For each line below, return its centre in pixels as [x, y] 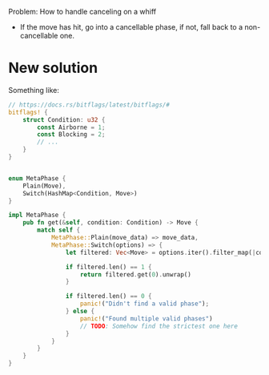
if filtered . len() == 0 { [108, 296]
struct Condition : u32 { [64, 119]
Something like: [34, 90]
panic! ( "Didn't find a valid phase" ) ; [145, 304]
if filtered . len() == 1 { [108, 267]
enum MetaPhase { [37, 178]
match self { [59, 230]
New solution [53, 68]
